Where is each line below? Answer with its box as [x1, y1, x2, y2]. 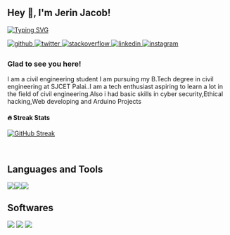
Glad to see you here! [7, 59, 82, 69]
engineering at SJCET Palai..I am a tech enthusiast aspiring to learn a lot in [7, 82, 224, 91]
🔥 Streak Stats [7, 113, 51, 121]
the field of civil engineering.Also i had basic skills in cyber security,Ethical [7, 90, 224, 98]
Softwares [7, 201, 54, 214]
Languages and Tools [7, 163, 103, 175]
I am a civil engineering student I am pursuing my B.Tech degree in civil [7, 75, 214, 83]
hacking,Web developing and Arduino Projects [7, 98, 142, 106]
